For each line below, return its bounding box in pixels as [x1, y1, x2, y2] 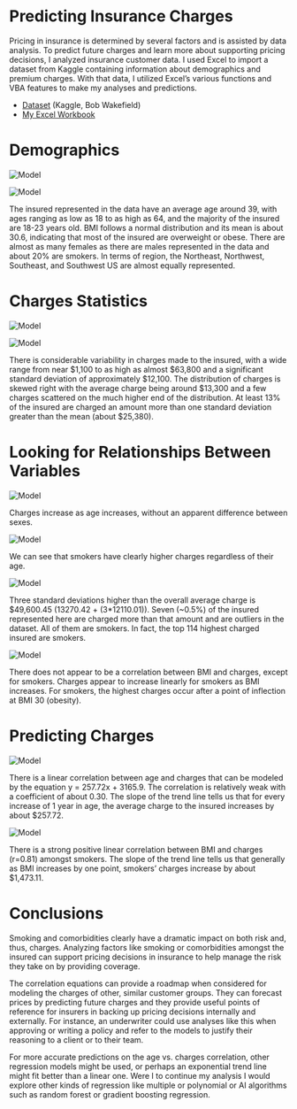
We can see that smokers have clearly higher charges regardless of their [9, 551, 274, 561]
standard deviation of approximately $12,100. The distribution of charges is [9, 374, 281, 384]
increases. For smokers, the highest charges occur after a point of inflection [9, 685, 286, 696]
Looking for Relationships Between [9, 443, 271, 462]
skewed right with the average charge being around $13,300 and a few [9, 382, 267, 393]
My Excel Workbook [21, 109, 95, 119]
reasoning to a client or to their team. [9, 1034, 144, 1045]
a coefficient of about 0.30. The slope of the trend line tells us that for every [9, 790, 286, 802]
